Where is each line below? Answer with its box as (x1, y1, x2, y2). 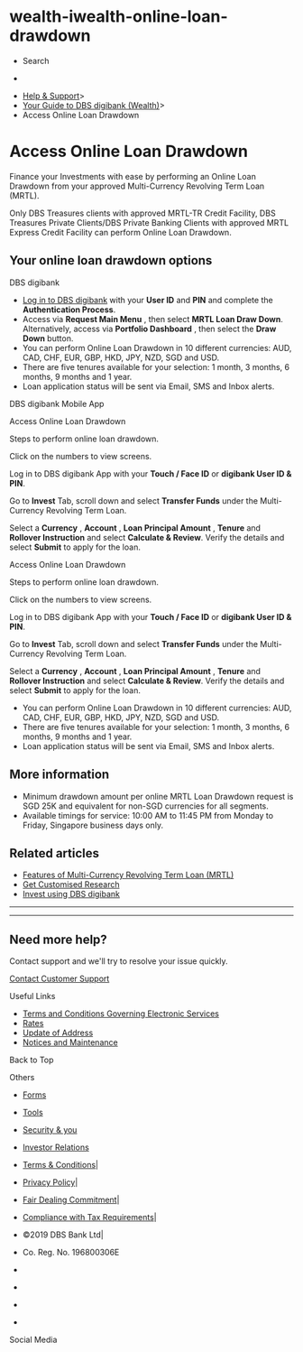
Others (9, 1072, 35, 1083)
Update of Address (22, 1027, 94, 1039)
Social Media (9, 1334, 58, 1346)
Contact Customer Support (9, 973, 110, 985)
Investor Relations (22, 1142, 90, 1153)
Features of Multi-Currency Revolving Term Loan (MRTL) (22, 869, 234, 881)
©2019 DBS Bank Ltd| (22, 1229, 104, 1240)
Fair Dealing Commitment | (22, 1194, 120, 1206)
